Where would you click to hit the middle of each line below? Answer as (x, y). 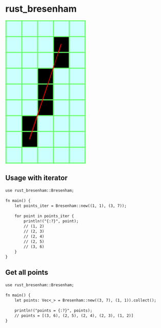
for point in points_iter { (44, 216)
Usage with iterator (37, 178)
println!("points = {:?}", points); (54, 310)
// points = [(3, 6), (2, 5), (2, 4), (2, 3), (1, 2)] (74, 315)
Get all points (27, 273)
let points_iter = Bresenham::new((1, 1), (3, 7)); (71, 206)
